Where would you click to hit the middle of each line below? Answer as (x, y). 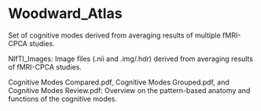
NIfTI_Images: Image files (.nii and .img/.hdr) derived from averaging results (131, 59)
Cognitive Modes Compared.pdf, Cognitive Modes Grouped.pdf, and (119, 82)
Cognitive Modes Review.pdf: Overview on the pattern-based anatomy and (129, 90)
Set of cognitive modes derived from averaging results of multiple (115, 35)
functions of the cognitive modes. (63, 98)
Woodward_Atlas (65, 14)
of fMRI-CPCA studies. (45, 66)
